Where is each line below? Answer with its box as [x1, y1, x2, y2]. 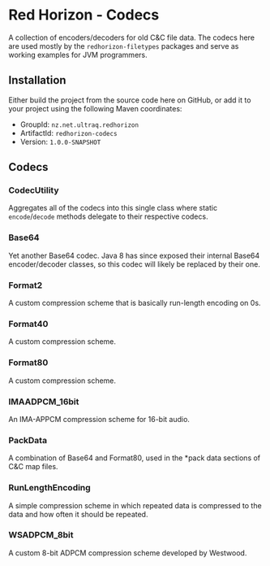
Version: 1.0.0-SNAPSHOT [19, 137, 101, 146]
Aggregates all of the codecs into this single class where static [8, 203, 217, 213]
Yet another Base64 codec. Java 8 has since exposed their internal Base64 [8, 250, 260, 260]
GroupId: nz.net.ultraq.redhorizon [19, 120, 139, 129]
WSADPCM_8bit [8, 529, 75, 541]
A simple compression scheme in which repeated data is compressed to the [8, 500, 262, 510]
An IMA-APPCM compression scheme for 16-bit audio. [8, 414, 191, 424]
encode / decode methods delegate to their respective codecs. [8, 211, 208, 221]
